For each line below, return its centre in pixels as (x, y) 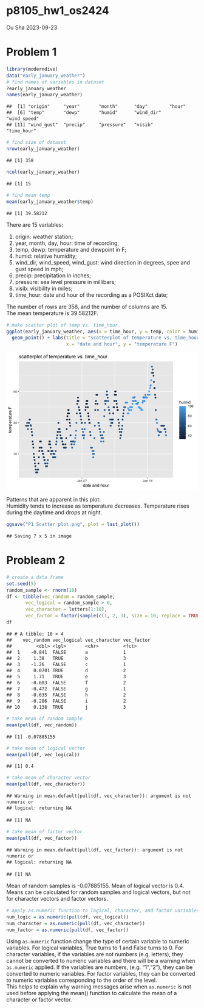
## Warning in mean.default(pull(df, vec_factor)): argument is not (95, 850)
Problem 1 (32, 52)
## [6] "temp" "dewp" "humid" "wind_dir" (84, 113)
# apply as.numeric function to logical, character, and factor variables (103, 910)
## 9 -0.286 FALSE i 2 (66, 701)
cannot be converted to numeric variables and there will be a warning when (101, 961)
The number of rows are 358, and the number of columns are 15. (87, 307)
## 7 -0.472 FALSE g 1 (66, 689)
